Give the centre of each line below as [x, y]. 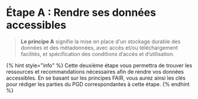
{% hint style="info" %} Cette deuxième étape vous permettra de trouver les [99, 65]
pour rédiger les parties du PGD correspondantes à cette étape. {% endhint [98, 84]
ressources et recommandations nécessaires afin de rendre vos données [95, 71]
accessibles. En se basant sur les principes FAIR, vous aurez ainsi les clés [96, 78]
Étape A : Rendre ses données [81, 13]
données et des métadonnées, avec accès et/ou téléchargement [99, 48]
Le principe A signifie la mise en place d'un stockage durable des [100, 41]
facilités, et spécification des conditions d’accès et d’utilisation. [97, 54]
